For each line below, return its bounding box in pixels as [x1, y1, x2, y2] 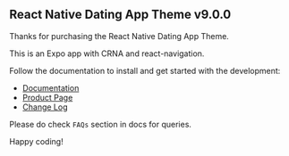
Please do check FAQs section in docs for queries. [9, 119, 192, 129]
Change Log [21, 102, 69, 112]
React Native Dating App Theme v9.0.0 [9, 7, 232, 22]
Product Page [21, 92, 73, 103]
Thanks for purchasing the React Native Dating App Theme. [9, 30, 230, 41]
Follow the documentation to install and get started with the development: [9, 65, 281, 76]
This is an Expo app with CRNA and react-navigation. [9, 48, 205, 59]
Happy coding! [9, 135, 64, 146]
